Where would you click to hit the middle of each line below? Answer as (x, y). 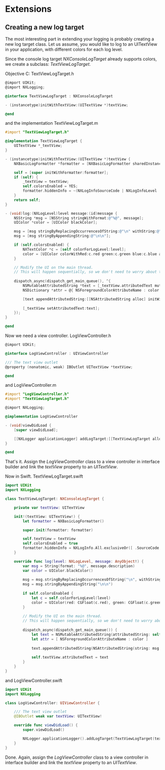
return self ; (27, 200)
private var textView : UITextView (49, 508)
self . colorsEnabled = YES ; (50, 186)
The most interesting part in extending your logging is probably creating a (80, 39)
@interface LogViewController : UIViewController (57, 353)
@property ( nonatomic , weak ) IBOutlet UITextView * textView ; (69, 367)
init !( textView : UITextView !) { (47, 516)
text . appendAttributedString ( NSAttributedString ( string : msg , (96, 648)
